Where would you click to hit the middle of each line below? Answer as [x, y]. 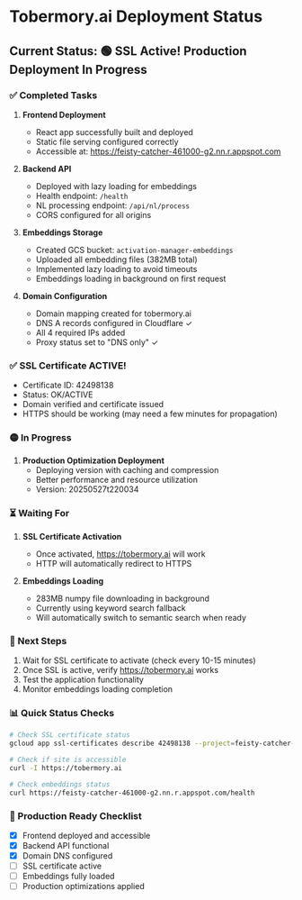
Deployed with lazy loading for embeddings [116, 186]
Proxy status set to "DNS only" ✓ [97, 342]
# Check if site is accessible [68, 760]
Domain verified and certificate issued [93, 405]
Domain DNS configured [67, 856]
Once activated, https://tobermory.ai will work [120, 554]
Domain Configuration [65, 295]
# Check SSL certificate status [70, 735]
